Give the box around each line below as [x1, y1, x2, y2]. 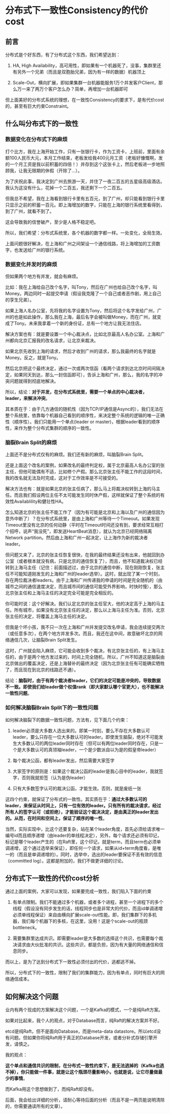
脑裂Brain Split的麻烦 [5, 439, 57, 446]
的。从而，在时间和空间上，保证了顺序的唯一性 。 [5, 815, 107, 821]
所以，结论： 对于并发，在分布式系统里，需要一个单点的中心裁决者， [5, 389, 147, 395]
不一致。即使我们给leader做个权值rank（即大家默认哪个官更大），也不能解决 [5, 684, 164, 690]
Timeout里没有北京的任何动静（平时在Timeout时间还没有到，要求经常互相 [5, 522, 159, 528]
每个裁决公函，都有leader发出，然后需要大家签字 [12, 757, 115, 763]
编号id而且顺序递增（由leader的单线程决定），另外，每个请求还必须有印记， [5, 832, 162, 838]
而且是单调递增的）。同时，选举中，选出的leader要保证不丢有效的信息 [18, 851, 163, 857]
